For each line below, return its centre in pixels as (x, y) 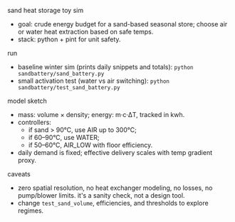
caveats (19, 174)
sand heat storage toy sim (46, 10)
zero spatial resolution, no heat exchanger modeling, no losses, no (115, 188)
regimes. (31, 211)
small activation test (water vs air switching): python (93, 81)
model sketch (27, 101)
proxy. (27, 160)
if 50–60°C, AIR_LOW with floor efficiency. (90, 145)
